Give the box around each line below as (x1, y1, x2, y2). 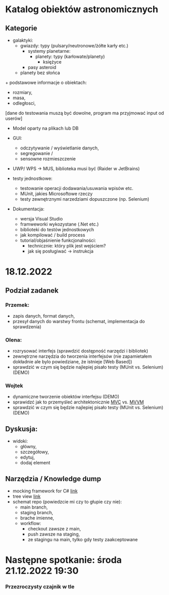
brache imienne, (20, 515, 54, 521)
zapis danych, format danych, (12, 312, 75, 319)
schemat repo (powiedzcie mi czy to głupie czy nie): (12, 499, 122, 505)
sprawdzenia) (12, 324, 42, 330)
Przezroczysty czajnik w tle (5, 583, 75, 590)
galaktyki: (12, 37, 33, 43)
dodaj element (20, 460, 51, 466)
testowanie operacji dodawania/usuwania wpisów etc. (20, 185, 133, 191)
